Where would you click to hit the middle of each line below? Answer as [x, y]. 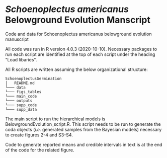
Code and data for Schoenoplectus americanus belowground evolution [78, 34]
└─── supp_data [21, 109]
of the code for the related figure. [40, 150]
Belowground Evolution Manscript [78, 20]
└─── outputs [19, 101]
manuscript [17, 39]
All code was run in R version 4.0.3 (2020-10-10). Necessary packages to [81, 49]
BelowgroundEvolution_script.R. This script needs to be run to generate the [83, 124]
